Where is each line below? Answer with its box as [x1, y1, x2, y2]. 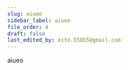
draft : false [7, 30, 46, 37]
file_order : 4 [7, 23, 49, 30]
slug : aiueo [7, 10, 42, 18]
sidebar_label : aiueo [7, 17, 71, 24]
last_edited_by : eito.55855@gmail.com [7, 37, 121, 44]
